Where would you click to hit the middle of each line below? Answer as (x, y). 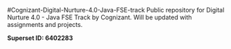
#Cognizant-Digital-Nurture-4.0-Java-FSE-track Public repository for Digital (116, 10)
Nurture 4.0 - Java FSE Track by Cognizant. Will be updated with (100, 17)
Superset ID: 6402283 (40, 38)
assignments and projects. (45, 24)
